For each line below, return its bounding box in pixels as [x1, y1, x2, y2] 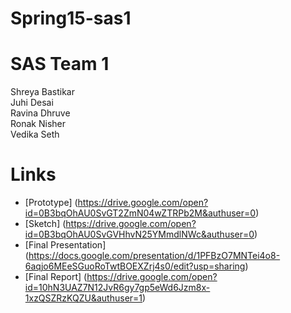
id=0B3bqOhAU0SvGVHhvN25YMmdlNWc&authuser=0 [24, 228, 255, 241]
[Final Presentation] [24, 239, 107, 251]
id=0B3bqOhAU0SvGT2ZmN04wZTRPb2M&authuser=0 [24, 207, 257, 219]
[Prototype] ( [24, 197, 78, 209]
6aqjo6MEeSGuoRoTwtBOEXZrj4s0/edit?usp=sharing [24, 260, 246, 272]
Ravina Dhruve [10, 107, 71, 119]
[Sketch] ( [24, 218, 67, 230]
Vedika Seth [10, 128, 60, 141]
